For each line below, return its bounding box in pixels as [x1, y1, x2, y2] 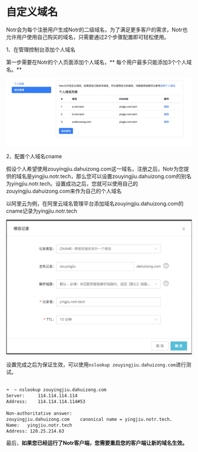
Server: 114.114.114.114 [6, 392, 78, 399]
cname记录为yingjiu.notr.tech [6, 207, 78, 214]
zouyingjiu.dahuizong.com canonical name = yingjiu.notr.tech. [6, 416, 173, 422]
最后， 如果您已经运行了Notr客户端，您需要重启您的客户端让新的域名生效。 [6, 439, 188, 446]
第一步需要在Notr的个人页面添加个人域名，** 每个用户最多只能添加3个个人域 [6, 58, 192, 66]
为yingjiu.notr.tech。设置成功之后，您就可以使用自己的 [6, 180, 138, 187]
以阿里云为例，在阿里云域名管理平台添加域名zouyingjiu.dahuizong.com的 [6, 200, 184, 207]
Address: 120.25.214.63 [6, 428, 65, 434]
